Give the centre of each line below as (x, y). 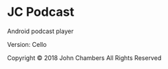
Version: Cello (27, 44)
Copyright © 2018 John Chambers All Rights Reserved (84, 58)
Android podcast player (40, 31)
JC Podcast (41, 12)
